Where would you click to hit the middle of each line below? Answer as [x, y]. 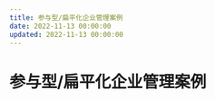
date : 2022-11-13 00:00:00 [60, 26]
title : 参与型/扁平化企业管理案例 [66, 18]
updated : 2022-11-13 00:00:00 [67, 34]
